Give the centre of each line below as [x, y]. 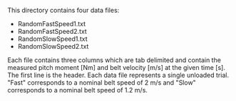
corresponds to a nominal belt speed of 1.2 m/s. [78, 90]
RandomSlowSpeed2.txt [53, 46]
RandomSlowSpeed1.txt [52, 39]
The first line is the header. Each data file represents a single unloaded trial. [118, 75]
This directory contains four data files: [63, 10]
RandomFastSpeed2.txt [52, 31]
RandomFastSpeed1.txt [52, 24]
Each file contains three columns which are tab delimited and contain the [114, 60]
